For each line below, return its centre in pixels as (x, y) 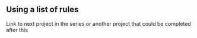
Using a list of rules (42, 10)
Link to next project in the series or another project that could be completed (99, 23)
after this (17, 30)
